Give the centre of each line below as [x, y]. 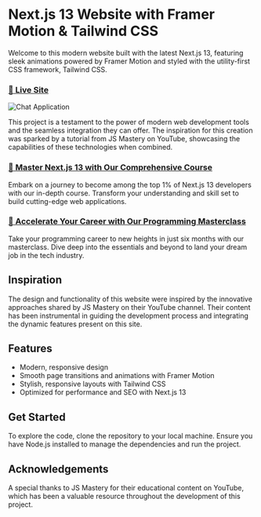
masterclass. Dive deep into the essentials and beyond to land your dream [128, 247]
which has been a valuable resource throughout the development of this [124, 497]
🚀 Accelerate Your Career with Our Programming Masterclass [127, 221]
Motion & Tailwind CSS [83, 31]
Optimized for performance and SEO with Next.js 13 [103, 392]
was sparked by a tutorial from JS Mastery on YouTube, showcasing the [124, 139]
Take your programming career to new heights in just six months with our [126, 238]
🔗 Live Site [29, 89]
